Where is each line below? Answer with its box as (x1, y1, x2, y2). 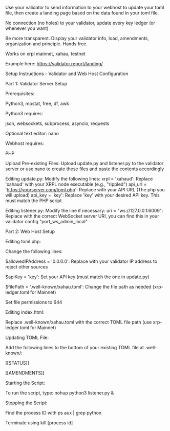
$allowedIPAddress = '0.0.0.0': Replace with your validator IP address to (5, 258, 158, 264)
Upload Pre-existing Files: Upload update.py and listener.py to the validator (5, 160, 164, 166)
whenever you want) (5, 25, 49, 31)
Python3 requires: (5, 111, 44, 116)
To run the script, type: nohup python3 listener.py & (5, 390, 114, 396)
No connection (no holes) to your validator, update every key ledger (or (5, 20, 155, 26)
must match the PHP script (5, 197, 62, 204)
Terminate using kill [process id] (5, 420, 73, 426)
